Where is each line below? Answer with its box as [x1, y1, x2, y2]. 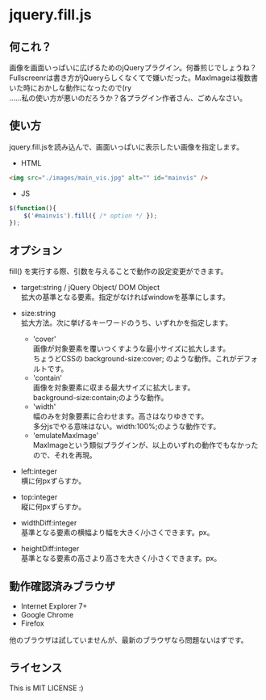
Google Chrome [20, 609, 74, 619]
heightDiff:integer [20, 544, 80, 554]
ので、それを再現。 [32, 450, 98, 460]
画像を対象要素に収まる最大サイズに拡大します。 [32, 382, 195, 393]
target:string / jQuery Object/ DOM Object [20, 283, 160, 293]
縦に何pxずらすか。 [20, 502, 86, 512]
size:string [20, 309, 56, 318]
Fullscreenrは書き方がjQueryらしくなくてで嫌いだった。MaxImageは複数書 [9, 73, 259, 82]
